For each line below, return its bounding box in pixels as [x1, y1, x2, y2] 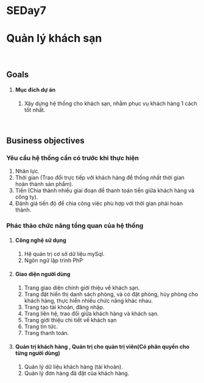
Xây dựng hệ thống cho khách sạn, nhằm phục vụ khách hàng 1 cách [24, 100, 198, 107]
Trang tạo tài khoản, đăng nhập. [24, 303, 105, 311]
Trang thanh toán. [24, 329, 69, 336]
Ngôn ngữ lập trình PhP [24, 257, 83, 264]
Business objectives [6, 136, 85, 146]
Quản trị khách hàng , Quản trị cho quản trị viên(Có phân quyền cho [15, 343, 190, 350]
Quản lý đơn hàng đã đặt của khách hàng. [24, 369, 130, 377]
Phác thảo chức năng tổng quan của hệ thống [6, 221, 144, 230]
